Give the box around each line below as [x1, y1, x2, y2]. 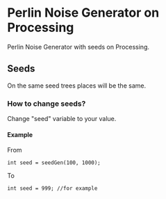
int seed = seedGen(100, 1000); [7, 159, 101, 166]
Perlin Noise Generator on [7, 5, 160, 21]
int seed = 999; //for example [7, 185, 98, 192]
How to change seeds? [7, 99, 86, 109]
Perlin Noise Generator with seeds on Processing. [7, 42, 150, 51]
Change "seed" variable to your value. [7, 115, 117, 123]
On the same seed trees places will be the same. [7, 81, 147, 90]
